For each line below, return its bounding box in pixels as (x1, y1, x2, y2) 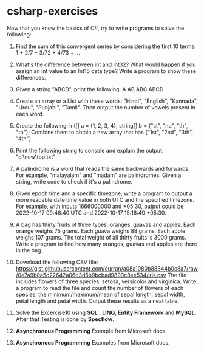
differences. (15, 74, 46, 81)
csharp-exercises (7, 4, 98, 18)
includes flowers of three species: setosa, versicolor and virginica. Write (15, 278, 197, 285)
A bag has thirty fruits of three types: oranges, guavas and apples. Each (15, 221, 196, 228)
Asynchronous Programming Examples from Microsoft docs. (15, 339, 170, 346)
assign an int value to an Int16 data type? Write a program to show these (15, 67, 197, 74)
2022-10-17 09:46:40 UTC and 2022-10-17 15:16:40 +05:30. (15, 209, 166, 216)
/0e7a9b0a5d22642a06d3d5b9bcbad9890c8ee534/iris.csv (15, 271, 166, 278)
